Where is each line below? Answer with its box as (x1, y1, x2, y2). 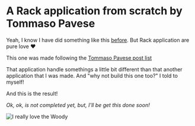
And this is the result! (6, 90, 58, 97)
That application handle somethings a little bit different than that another (6, 65, 183, 73)
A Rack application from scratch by (6, 4, 183, 18)
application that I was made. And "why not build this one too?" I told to (6, 72, 178, 79)
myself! (6, 78, 25, 86)
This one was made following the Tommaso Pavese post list (6, 54, 152, 61)
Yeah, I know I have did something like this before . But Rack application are (6, 36, 190, 43)
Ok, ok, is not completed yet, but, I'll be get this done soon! (6, 101, 150, 108)
